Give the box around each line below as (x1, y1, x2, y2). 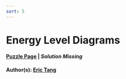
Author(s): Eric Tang (6, 66, 57, 73)
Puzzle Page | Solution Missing (6, 53, 83, 60)
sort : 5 (6, 8, 25, 15)
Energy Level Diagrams (6, 33, 121, 46)
